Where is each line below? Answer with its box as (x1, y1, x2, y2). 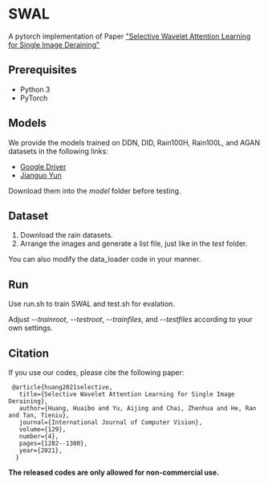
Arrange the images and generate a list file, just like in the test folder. (19, 238, 248, 249)
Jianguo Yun (19, 170, 63, 180)
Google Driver (19, 161, 67, 171)
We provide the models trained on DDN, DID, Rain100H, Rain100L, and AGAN (8, 137, 261, 147)
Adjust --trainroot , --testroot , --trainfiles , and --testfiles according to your (8, 315, 253, 324)
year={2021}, (18, 446, 63, 454)
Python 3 (19, 84, 51, 94)
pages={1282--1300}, (18, 439, 88, 447)
